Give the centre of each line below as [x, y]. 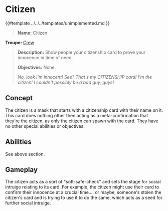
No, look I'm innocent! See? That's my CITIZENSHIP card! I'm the [85, 77]
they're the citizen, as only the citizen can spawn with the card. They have [82, 121]
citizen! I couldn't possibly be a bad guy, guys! [66, 82]
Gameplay [22, 170]
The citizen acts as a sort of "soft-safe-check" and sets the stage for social [83, 182]
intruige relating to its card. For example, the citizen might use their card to [82, 187]
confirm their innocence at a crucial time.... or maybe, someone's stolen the [83, 192]
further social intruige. [28, 203]
